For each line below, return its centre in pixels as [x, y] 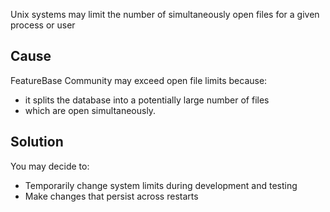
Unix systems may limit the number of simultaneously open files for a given [165, 14]
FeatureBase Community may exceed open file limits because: [139, 80]
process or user [43, 25]
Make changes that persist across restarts [111, 196]
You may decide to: [50, 166]
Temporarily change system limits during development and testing [161, 185]
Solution [37, 142]
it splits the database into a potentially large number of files [147, 100]
